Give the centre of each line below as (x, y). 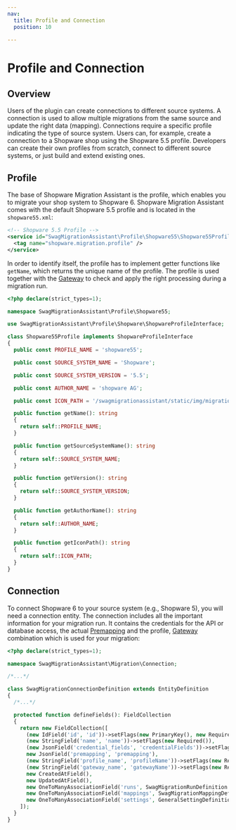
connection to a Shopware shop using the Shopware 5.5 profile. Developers (117, 141)
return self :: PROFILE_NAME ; (61, 427)
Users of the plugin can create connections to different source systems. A (114, 111)
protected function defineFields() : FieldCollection (92, 715)
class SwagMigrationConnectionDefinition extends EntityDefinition (108, 689)
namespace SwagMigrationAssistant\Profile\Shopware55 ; (89, 311)
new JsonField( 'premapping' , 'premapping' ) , (92, 755)
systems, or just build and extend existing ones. (76, 156)
